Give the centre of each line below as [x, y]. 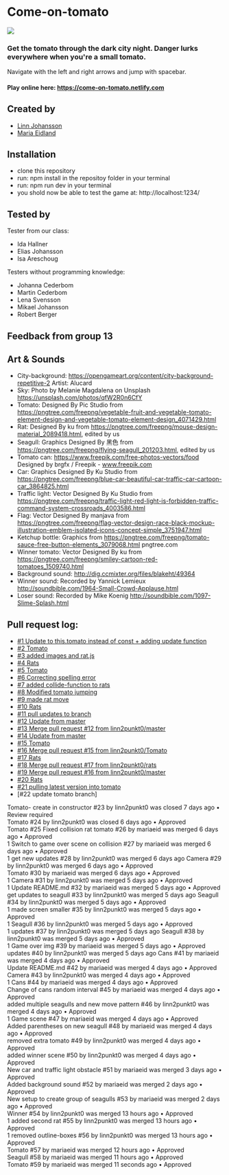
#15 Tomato [33, 743]
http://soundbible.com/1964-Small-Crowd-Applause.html [98, 589]
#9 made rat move [43, 700]
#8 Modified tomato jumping [57, 692]
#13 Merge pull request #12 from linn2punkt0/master [91, 728]
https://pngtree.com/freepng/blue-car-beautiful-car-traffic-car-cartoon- [119, 479]
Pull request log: [43, 625]
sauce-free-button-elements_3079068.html [79, 545]
